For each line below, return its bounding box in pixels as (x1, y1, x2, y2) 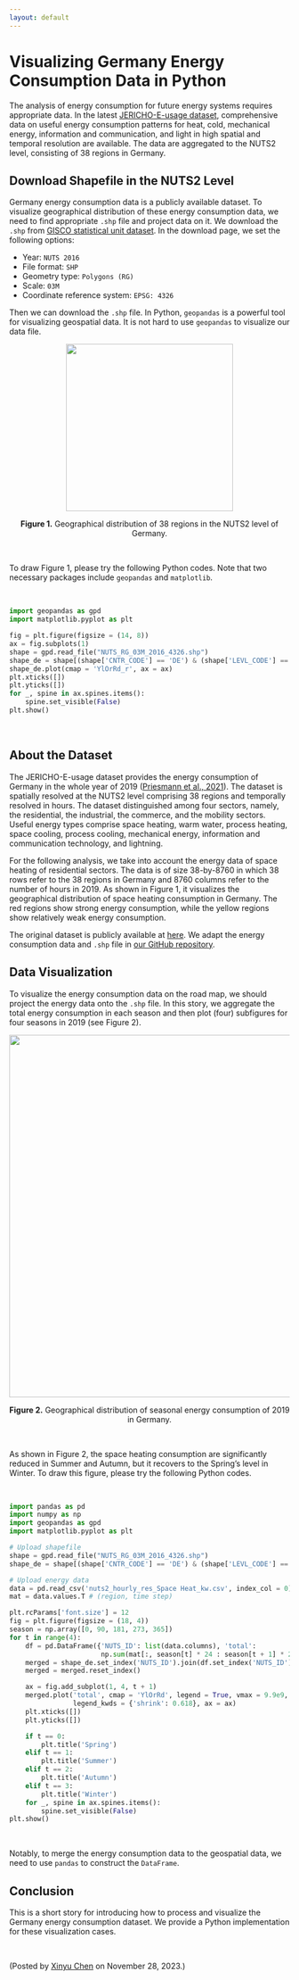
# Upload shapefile (9, 1543, 82, 1552)
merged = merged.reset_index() (25, 1666, 141, 1676)
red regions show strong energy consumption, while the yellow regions (9, 902, 270, 913)
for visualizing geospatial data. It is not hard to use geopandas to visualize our (9, 317, 290, 327)
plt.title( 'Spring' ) (41, 1740, 117, 1749)
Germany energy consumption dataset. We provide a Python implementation (9, 1917, 290, 1927)
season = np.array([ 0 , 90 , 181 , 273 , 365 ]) (9, 1625, 174, 1634)
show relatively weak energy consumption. (9, 912, 166, 923)
